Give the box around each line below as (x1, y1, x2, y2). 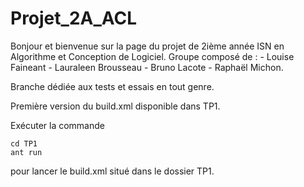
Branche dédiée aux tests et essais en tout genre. (10, 80, 215, 92)
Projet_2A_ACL (10, 7, 138, 30)
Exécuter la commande (10, 119, 105, 131)
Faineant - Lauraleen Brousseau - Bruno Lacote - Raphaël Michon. (10, 61, 284, 73)
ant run (10, 147, 43, 157)
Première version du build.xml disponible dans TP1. (10, 100, 221, 112)
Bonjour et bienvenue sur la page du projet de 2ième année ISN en (10, 40, 285, 52)
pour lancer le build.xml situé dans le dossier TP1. (10, 165, 215, 177)
